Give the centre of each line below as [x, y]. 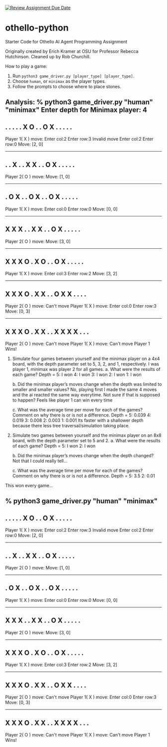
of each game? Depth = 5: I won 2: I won [54, 446]
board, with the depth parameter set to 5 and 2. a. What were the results [86, 441]
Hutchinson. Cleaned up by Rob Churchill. [48, 56]
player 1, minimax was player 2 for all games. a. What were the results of [86, 370]
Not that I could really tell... [40, 461]
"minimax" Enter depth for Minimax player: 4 [76, 110]
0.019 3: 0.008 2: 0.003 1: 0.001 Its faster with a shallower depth [78, 420]
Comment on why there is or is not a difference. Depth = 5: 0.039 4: [82, 415]
